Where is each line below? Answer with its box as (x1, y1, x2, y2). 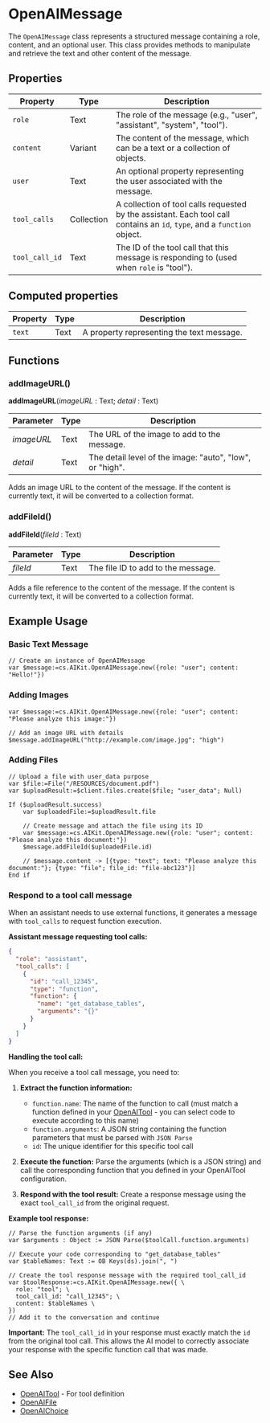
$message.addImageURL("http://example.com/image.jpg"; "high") (8, 736, 225, 744)
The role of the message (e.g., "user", (115, 109, 258, 121)
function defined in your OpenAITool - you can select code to (31, 1106, 235, 1117)
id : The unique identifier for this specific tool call (31, 1141, 194, 1151)
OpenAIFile (19, 1397, 58, 1407)
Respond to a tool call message (8, 889, 133, 901)
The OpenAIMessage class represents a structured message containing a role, (8, 31, 260, 41)
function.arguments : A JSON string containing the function (31, 1124, 227, 1134)
